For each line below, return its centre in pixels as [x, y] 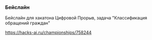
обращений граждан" [28, 23]
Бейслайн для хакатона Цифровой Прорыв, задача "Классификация [76, 18]
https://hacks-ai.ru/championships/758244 [48, 33]
